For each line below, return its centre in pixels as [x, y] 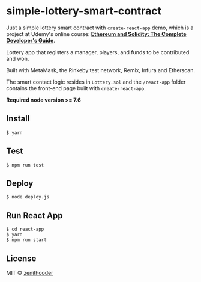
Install [18, 119]
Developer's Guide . [31, 40]
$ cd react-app [25, 230]
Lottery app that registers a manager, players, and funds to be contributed [98, 52]
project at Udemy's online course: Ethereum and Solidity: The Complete [97, 34]
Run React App [34, 216]
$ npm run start [26, 240]
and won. [18, 58]
